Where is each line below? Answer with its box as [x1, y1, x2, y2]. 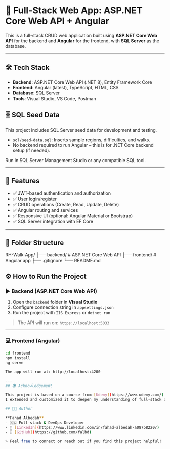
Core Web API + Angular [5, 15, 110, 27]
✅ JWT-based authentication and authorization [12, 190, 111, 196]
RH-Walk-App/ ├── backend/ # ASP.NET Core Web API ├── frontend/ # [5, 252, 157, 258]
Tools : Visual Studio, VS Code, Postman [12, 95, 96, 101]
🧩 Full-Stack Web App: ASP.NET [5, 5, 143, 16]
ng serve [5, 360, 24, 365]
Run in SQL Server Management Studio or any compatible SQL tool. [5, 157, 146, 163]
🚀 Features [5, 176, 40, 185]
